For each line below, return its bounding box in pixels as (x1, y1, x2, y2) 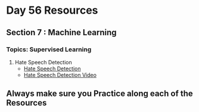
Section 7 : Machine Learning (6, 27, 117, 38)
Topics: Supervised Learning (6, 45, 92, 54)
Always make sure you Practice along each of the (6, 89, 194, 99)
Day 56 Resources (6, 4, 98, 17)
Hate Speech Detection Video (23, 71, 97, 78)
